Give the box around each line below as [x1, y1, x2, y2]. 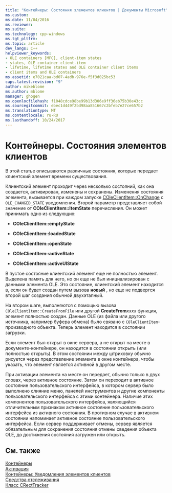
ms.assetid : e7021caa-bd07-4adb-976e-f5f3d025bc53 [5, 75, 116, 80]
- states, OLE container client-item [5, 60, 86, 65]
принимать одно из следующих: [5, 210, 76, 217]
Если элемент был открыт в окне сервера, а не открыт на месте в [5, 339, 150, 345]
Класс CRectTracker [5, 482, 49, 488]
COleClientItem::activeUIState [12, 260, 79, 267]
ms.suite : [5, 27, 27, 32]
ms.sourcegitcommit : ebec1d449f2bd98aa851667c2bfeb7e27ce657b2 [5, 103, 143, 109]
